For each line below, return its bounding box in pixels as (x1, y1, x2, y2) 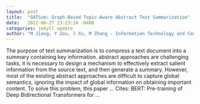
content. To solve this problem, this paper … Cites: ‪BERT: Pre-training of (6, 85, 183, 92)
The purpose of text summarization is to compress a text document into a (6, 47, 186, 54)
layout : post (6, 8, 39, 15)
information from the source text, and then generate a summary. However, (6, 66, 188, 73)
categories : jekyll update (6, 25, 73, 31)
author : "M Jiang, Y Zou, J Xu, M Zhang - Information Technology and (6, 31, 185, 37)
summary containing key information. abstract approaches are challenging (6, 53, 189, 61)
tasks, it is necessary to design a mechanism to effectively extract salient (6, 60, 186, 67)
